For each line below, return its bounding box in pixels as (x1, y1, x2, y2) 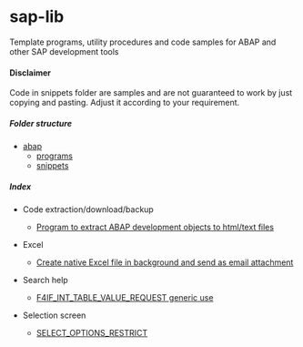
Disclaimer (9, 66, 52, 78)
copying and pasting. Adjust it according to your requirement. (9, 97, 240, 108)
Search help (22, 275, 68, 286)
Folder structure (9, 117, 73, 128)
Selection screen (22, 310, 86, 321)
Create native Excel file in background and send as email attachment (35, 257, 294, 268)
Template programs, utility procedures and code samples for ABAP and (9, 36, 277, 47)
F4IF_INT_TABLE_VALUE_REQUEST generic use (35, 292, 214, 303)
